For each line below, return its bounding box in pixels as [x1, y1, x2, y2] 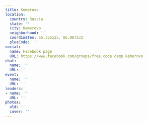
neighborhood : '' [9, 30, 46, 35]
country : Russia [9, 16, 43, 21]
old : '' [9, 105, 26, 110]
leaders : [5, 86, 23, 91]
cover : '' [9, 109, 30, 115]
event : [5, 72, 19, 77]
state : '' [9, 21, 30, 26]
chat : [5, 58, 16, 63]
